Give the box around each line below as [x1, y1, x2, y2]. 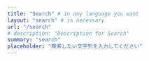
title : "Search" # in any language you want [7, 10, 139, 18]
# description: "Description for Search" [7, 29, 130, 37]
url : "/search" [7, 23, 52, 30]
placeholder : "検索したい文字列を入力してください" [7, 43, 143, 50]
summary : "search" [7, 36, 61, 43]
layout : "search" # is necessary [7, 17, 105, 24]
